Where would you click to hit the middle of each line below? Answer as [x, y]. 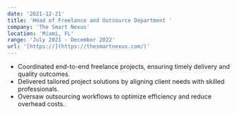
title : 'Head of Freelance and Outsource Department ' [90, 20]
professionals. [38, 89]
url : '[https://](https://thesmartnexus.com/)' [79, 46]
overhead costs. [41, 104]
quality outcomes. [44, 74]
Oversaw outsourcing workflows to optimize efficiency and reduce [115, 96]
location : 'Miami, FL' [41, 33]
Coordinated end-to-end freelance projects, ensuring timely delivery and [123, 66]
